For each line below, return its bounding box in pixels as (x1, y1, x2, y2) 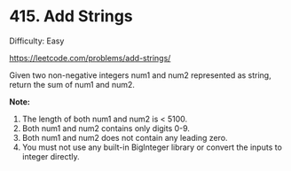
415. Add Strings (9, 6, 133, 27)
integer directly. (21, 151, 80, 161)
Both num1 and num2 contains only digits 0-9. (21, 122, 191, 134)
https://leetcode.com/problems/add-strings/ (9, 52, 171, 63)
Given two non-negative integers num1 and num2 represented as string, (9, 69, 272, 81)
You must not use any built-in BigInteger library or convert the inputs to (21, 142, 282, 152)
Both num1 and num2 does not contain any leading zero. (21, 132, 228, 143)
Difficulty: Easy (9, 35, 65, 46)
